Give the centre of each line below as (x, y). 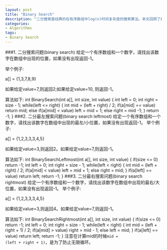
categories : (17, 24)
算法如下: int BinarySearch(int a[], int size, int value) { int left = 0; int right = (82, 99)
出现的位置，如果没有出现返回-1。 (61, 58)
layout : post (19, 10)
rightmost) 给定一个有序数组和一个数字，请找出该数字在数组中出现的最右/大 (83, 182)
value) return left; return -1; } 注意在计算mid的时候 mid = (62, 236)
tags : (11, 33)
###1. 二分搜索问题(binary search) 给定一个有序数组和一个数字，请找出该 (80, 52)
